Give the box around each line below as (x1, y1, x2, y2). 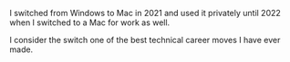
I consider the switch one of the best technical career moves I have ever (9, 35, 281, 45)
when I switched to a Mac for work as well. (9, 17, 171, 28)
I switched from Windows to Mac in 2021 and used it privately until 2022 (9, 8, 281, 18)
